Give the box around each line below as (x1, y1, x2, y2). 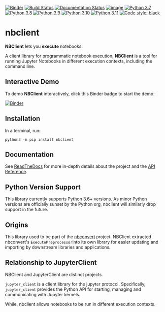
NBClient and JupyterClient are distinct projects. (5, 271, 103, 278)
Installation (5, 115, 40, 123)
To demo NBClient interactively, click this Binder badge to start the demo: (5, 91, 155, 96)
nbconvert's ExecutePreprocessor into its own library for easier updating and (5, 239, 159, 245)
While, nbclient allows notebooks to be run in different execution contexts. (5, 301, 156, 307)
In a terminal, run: (5, 127, 41, 133)
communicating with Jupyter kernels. (5, 291, 80, 297)
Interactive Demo (5, 78, 59, 86)
